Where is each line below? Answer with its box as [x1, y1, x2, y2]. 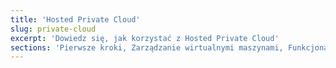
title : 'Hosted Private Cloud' [10, 14, 141, 25]
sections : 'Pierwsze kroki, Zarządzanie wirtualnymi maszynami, [10, 42, 284, 53]
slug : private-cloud [10, 24, 97, 34]
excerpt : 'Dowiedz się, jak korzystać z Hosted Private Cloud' [10, 33, 280, 43]
